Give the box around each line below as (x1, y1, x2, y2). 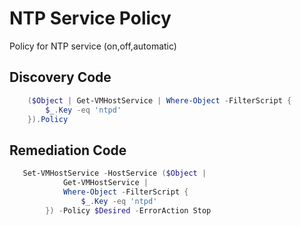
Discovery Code (9, 69, 112, 86)
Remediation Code (9, 142, 127, 159)
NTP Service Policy (9, 7, 172, 30)
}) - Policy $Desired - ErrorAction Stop (45, 205, 212, 216)
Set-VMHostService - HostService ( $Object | (22, 168, 207, 179)
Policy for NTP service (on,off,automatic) (9, 40, 177, 52)
